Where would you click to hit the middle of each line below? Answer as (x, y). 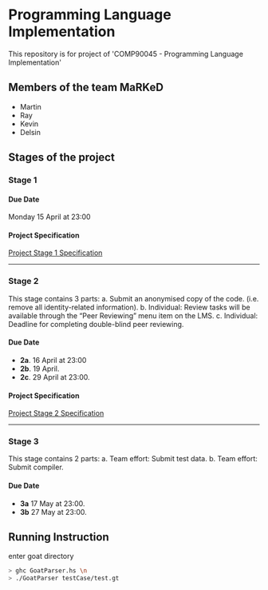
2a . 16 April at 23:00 (53, 360)
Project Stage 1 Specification (55, 253)
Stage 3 (24, 441)
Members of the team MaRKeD (86, 88)
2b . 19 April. (39, 369)
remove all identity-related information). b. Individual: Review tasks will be (129, 307)
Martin (31, 106)
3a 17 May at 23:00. (52, 503)
